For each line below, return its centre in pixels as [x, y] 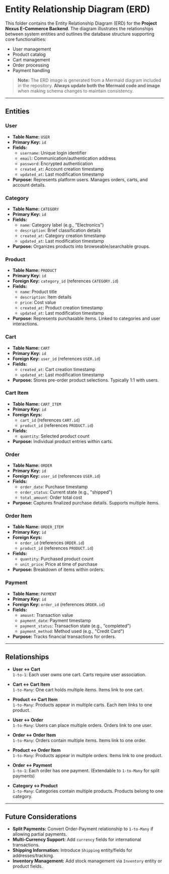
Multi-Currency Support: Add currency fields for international [77, 840]
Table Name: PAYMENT [34, 594]
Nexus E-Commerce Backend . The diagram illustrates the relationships [79, 28]
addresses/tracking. [33, 856]
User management [32, 49]
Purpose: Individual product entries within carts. [63, 441]
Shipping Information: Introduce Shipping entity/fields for [72, 850]
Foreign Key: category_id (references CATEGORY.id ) [65, 281]
